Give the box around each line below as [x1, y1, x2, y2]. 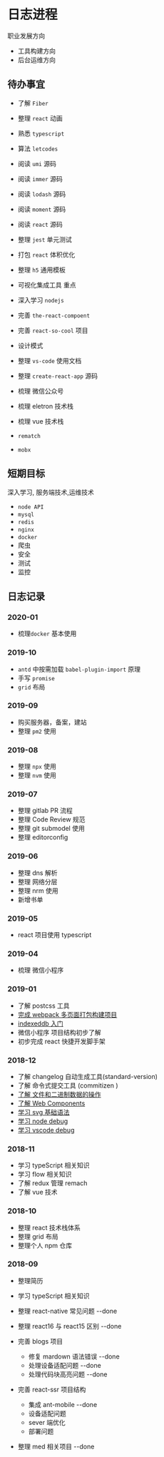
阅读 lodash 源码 [17, 190, 66, 198]
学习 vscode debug [17, 1125, 75, 1134]
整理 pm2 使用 [17, 727, 57, 735]
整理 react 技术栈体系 [17, 1223, 81, 1232]
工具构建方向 [17, 46, 56, 55]
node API [17, 503, 44, 511]
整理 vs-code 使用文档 [17, 356, 82, 364]
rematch [17, 432, 41, 439]
